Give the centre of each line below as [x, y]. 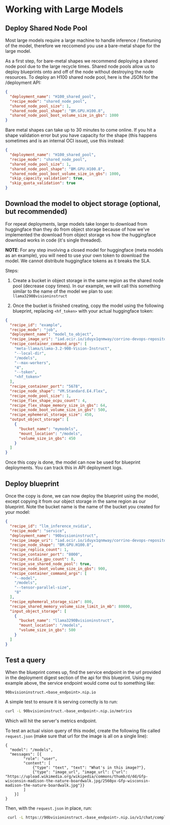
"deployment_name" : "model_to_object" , [52, 334]
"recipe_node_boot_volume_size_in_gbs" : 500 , [59, 410]
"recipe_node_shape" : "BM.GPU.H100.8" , [52, 545]
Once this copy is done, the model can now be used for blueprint [73, 462]
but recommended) [36, 212]
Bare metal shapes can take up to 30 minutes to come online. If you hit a [80, 130]
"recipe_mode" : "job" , [34, 330]
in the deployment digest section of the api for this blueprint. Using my [79, 678]
